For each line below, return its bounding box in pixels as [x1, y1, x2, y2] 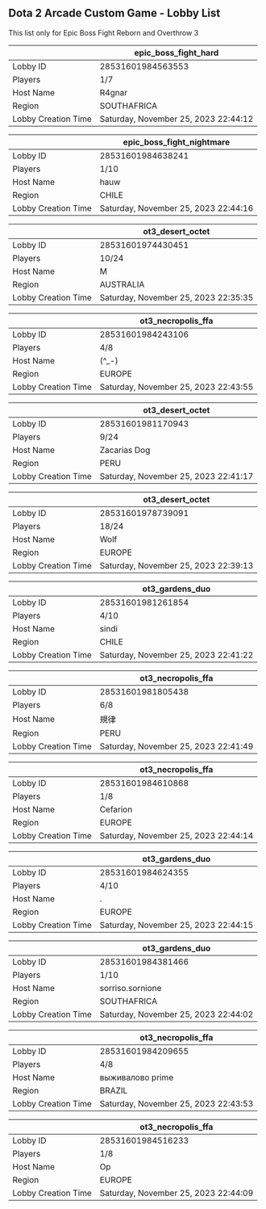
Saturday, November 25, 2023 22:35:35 [99, 292, 254, 303]
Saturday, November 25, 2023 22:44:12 [99, 113, 254, 124]
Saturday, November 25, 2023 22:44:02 [99, 1009, 254, 1020]
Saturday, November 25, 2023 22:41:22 [99, 649, 254, 661]
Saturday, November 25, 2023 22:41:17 [99, 470, 254, 481]
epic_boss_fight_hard [134, 47, 219, 58]
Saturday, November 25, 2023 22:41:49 [99, 741, 254, 752]
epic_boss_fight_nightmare [123, 136, 231, 148]
